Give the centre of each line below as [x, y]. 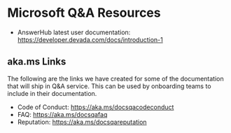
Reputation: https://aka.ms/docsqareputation [82, 122]
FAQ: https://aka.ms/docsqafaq [62, 114]
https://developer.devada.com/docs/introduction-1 [90, 39]
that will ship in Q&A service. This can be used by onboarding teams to [109, 86]
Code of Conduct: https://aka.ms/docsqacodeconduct [96, 107]
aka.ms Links [37, 62]
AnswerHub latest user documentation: [74, 32]
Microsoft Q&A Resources [84, 13]
